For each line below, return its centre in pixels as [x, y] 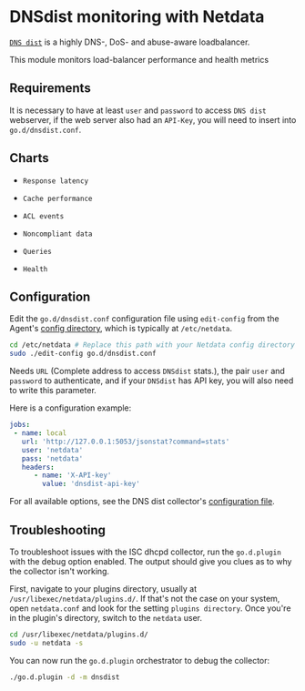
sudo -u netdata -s [46, 643]
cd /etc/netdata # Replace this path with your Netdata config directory [152, 345]
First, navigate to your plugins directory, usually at [103, 588]
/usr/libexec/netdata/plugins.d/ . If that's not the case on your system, [145, 598]
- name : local [40, 433]
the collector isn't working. [60, 571]
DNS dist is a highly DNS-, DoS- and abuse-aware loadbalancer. [130, 42]
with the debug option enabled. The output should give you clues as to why [151, 561]
